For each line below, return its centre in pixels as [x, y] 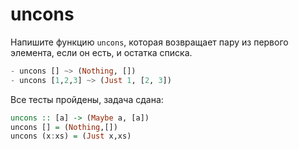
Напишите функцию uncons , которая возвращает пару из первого [149, 42]
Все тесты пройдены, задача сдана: [87, 99]
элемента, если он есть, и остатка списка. [101, 52]
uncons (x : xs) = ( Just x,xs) [71, 136]
